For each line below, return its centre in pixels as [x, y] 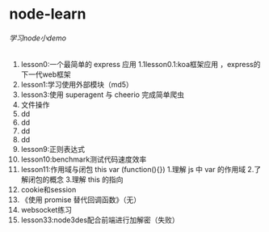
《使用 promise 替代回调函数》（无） [80, 200]
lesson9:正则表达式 [53, 150]
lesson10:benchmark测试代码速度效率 [84, 159]
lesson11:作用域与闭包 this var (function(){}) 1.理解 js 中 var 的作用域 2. [137, 170]
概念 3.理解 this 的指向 [86, 179]
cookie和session [48, 190]
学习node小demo [38, 38]
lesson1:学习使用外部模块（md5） [77, 85]
